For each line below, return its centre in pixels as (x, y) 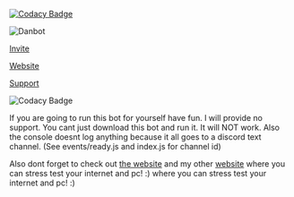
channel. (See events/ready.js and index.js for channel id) (115, 146)
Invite (19, 48)
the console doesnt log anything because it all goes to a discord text (135, 137)
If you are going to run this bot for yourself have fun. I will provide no (136, 118)
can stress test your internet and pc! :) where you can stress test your (138, 173)
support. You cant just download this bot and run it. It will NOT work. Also (145, 127)
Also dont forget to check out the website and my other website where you (147, 164)
